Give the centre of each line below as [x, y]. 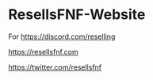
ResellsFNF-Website [77, 15]
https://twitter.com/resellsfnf [55, 67]
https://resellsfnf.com [43, 51]
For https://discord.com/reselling [62, 36]
